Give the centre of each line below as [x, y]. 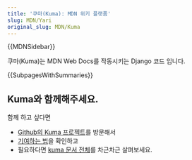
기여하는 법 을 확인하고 [48, 141]
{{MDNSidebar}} [31, 47]
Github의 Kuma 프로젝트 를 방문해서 [67, 132]
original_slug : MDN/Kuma [44, 27]
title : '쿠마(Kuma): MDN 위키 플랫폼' [59, 14]
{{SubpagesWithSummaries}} [50, 75]
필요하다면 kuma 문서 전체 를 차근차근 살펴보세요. [85, 150]
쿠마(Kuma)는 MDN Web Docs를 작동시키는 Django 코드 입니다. [96, 61]
